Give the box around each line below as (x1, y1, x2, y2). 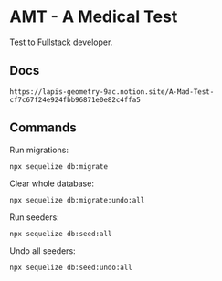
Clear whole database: (9, 178, 94, 189)
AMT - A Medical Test (9, 6, 178, 27)
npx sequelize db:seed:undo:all (9, 263, 132, 272)
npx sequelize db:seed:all (9, 229, 112, 238)
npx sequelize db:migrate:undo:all (9, 195, 145, 204)
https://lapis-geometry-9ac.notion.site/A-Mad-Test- (9, 87, 215, 97)
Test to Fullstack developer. (9, 36, 113, 47)
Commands (9, 120, 78, 136)
